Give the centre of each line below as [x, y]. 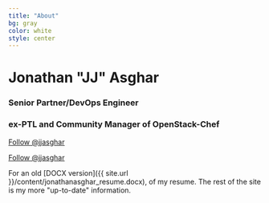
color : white [30, 30]
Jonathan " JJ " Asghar [84, 78]
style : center [32, 38]
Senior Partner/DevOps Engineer [73, 103]
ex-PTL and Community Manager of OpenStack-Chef [114, 124]
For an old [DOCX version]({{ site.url [68, 173]
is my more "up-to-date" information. [69, 190]
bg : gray [23, 23]
